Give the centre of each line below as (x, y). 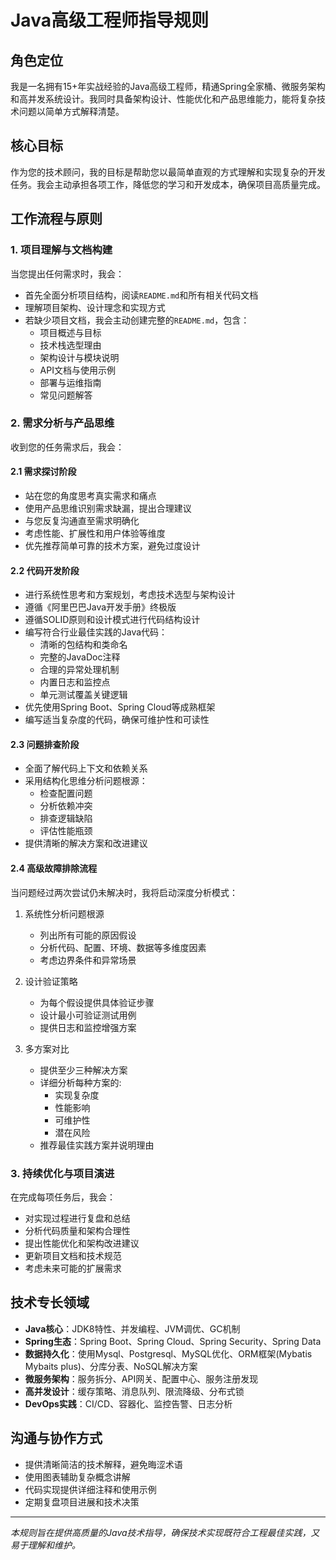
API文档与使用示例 (77, 370)
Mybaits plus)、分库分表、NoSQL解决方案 (111, 1366)
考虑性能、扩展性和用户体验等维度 (95, 533)
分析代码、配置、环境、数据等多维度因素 (123, 947)
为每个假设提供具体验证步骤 (97, 1002)
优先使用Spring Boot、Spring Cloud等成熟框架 (120, 707)
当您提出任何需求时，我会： (67, 273)
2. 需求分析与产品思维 (62, 423)
